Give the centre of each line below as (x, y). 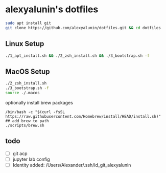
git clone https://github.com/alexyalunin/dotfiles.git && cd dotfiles (83, 28)
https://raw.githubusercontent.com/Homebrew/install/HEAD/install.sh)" (83, 116)
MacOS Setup (28, 71)
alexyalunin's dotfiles (52, 9)
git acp (20, 153)
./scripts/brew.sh (25, 125)
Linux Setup (25, 44)
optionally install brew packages (39, 102)
